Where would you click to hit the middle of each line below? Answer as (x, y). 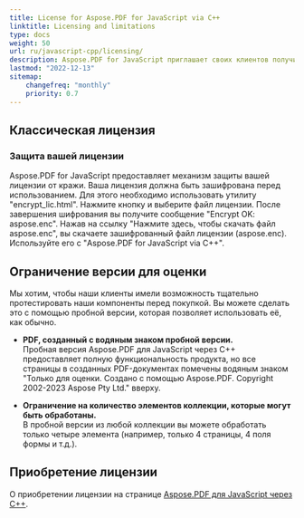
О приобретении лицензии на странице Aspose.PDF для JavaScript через (151, 494)
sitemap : (26, 77)
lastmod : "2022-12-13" (52, 69)
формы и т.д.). (50, 444)
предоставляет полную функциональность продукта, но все (139, 359)
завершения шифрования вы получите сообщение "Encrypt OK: (133, 215)
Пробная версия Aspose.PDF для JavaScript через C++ (129, 349)
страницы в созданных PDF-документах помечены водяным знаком (155, 369)
